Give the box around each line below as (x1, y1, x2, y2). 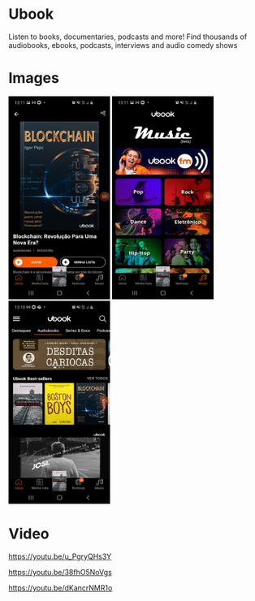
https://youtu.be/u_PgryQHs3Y (8, 551, 112, 561)
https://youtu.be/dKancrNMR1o (8, 582, 113, 593)
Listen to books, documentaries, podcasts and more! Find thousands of (8, 32, 248, 41)
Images (8, 69, 59, 88)
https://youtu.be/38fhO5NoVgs (8, 567, 112, 577)
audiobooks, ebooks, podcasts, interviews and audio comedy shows (8, 40, 238, 50)
